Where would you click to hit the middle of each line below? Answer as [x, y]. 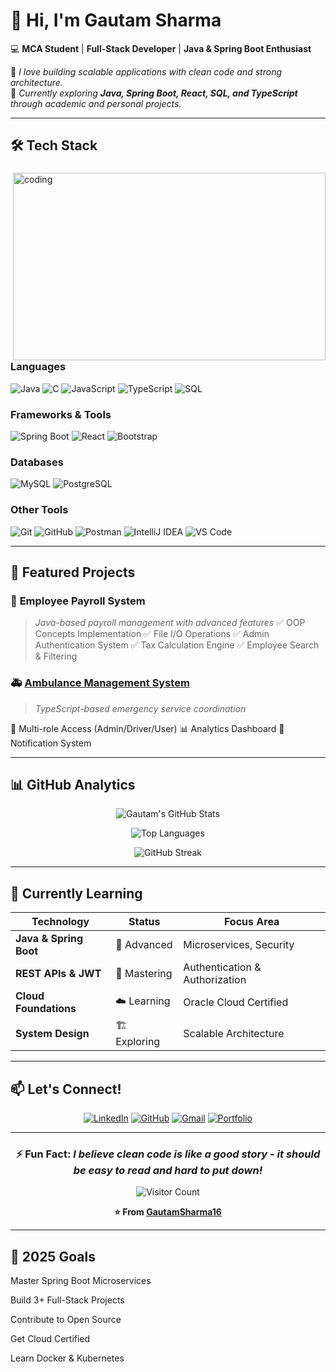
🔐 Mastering [144, 974]
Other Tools [39, 510]
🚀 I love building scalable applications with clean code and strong [146, 71]
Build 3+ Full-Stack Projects [67, 1300]
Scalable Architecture [234, 1033]
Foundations [46, 1009]
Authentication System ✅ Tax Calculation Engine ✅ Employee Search [177, 645]
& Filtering [56, 656]
